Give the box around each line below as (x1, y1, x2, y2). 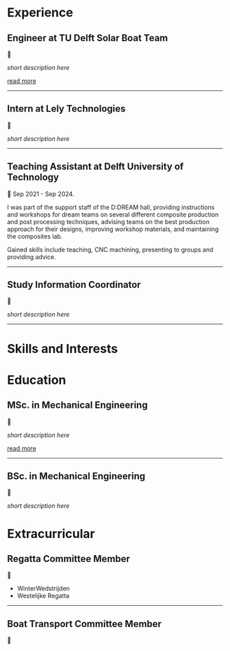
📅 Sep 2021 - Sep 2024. (7, 190, 75, 198)
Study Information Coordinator (7, 279, 142, 291)
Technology (7, 171, 60, 183)
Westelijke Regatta (16, 591, 70, 600)
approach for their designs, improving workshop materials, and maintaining (7, 225, 219, 233)
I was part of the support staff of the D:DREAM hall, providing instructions (7, 203, 215, 211)
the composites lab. (7, 232, 63, 241)
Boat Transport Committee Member (7, 618, 162, 630)
